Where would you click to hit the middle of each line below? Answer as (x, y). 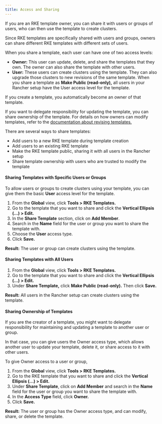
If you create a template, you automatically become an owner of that (73, 97)
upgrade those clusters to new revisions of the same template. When (81, 77)
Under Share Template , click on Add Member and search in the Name (82, 387)
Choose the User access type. (42, 234)
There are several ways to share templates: (48, 131)
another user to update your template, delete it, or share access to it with (78, 347)
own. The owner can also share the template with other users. (74, 67)
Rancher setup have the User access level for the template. (71, 87)
